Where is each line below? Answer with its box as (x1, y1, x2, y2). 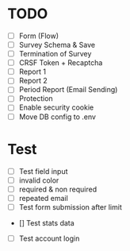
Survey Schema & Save (18, 41, 96, 49)
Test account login (18, 234, 80, 243)
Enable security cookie (18, 102, 94, 112)
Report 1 (18, 67, 47, 76)
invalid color (18, 176, 59, 185)
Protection (18, 94, 53, 103)
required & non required (18, 184, 97, 194)
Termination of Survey (18, 49, 92, 59)
